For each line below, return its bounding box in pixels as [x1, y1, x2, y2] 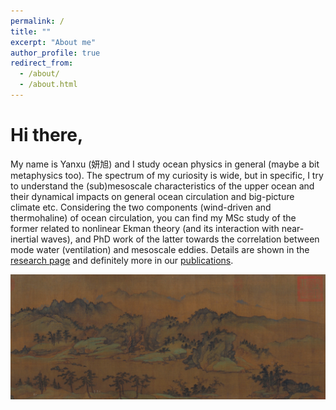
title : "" [10, 26, 52, 37]
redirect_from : [10, 58, 74, 69]
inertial [10, 233, 39, 245]
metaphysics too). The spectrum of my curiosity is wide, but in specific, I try [10, 169, 324, 181]
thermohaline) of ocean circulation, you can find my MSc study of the [10, 211, 297, 224]
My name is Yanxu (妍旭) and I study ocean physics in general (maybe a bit [10, 158, 320, 170]
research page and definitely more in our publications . [10, 254, 234, 266]
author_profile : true [10, 48, 101, 58]
